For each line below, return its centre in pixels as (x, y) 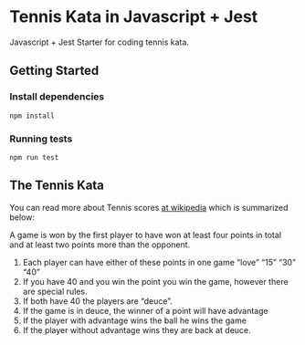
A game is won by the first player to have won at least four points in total (145, 235)
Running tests (41, 139)
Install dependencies (57, 97)
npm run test (34, 157)
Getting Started (54, 71)
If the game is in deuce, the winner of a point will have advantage (145, 310)
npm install (32, 116)
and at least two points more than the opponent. (100, 245)
